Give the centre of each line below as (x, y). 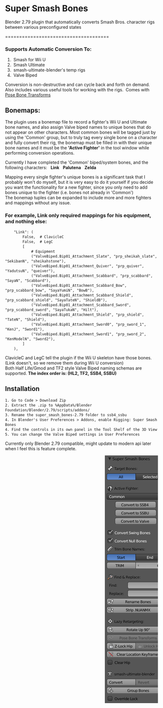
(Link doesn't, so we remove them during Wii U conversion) (64, 363)
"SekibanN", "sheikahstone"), (36, 261)
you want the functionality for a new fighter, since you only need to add (76, 187)
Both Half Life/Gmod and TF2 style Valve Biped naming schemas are (73, 368)
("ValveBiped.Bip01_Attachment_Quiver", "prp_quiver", (88, 266)
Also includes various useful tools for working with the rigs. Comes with (77, 90)
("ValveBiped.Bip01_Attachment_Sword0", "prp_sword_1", (89, 325)
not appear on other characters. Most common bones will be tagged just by (81, 132)
